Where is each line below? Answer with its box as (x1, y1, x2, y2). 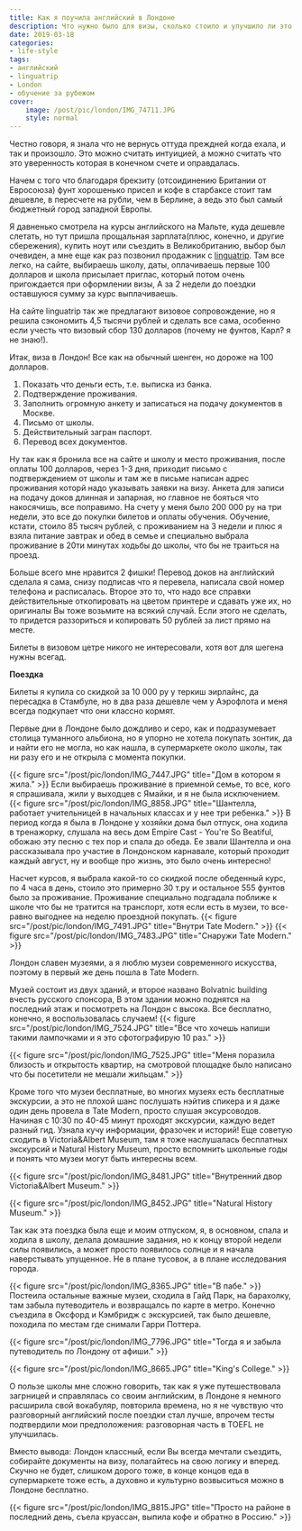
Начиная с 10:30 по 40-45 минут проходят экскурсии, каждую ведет (9, 1115, 276, 1126)
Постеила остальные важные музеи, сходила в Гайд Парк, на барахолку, (9, 1290, 291, 1301)
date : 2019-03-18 (9, 30, 75, 39)
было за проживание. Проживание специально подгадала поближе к (9, 892, 278, 903)
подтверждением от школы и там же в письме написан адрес (9, 473, 250, 484)
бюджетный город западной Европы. (9, 204, 153, 214)
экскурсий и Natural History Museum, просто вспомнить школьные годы (9, 1144, 288, 1154)
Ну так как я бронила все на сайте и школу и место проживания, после (9, 454, 286, 465)
